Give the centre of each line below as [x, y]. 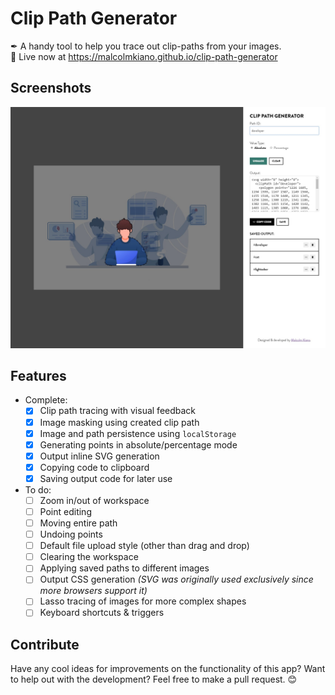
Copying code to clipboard [94, 467]
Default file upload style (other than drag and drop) [144, 546]
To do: [38, 489]
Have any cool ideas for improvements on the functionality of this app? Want [168, 669]
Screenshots [51, 88]
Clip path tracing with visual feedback [118, 411]
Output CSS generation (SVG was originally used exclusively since [176, 579]
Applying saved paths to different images [124, 568]
